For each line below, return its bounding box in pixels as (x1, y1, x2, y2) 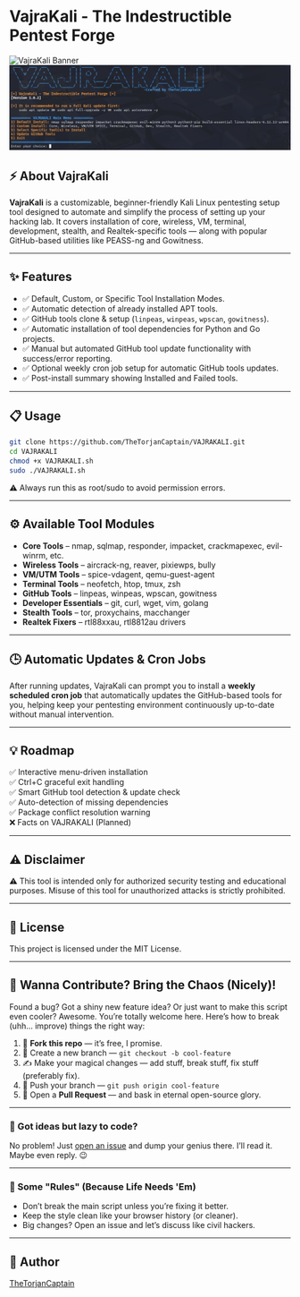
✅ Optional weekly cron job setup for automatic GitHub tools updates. (21, 363, 279, 373)
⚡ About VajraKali (9, 168, 109, 184)
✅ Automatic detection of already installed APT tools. (21, 303, 219, 314)
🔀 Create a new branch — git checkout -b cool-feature (21, 1047, 231, 1058)
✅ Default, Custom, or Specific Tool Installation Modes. (21, 293, 225, 303)
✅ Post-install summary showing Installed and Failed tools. (21, 372, 238, 383)
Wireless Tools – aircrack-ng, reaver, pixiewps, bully (21, 559, 216, 570)
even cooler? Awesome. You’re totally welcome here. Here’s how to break (9, 1011, 279, 1021)
